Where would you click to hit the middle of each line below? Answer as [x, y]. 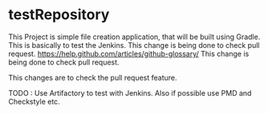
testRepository [59, 15]
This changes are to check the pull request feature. [93, 77]
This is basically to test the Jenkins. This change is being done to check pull [134, 45]
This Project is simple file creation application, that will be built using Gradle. [134, 37]
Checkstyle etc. [34, 101]
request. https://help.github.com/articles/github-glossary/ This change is [129, 53]
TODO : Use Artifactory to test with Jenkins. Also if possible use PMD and [130, 92]
